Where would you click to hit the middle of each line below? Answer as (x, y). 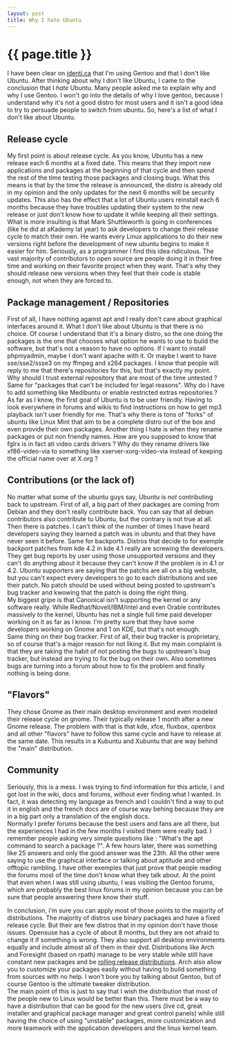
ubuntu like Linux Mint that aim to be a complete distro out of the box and (111, 422)
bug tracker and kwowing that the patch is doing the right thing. (98, 592)
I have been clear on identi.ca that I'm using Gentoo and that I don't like (109, 73)
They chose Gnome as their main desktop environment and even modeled (112, 711)
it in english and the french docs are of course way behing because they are (116, 809)
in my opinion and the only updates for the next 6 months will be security (111, 193)
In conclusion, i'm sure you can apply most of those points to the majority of (115, 910)
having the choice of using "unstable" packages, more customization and (112, 1020)
